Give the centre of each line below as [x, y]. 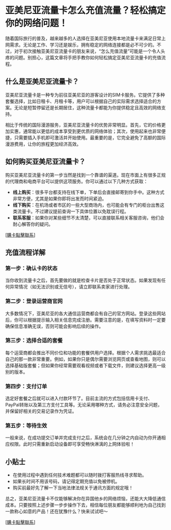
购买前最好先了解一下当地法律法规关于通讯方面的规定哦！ [73, 488]
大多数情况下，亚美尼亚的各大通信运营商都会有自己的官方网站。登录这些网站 [85, 313]
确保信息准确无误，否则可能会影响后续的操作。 [54, 326]
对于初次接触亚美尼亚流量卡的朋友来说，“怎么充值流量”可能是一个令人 [88, 51]
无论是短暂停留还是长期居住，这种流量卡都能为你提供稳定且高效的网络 [88, 107]
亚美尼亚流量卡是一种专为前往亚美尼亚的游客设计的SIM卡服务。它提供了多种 [85, 94]
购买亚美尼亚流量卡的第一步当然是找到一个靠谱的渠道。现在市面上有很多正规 [85, 175]
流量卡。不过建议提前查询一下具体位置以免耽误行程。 [73, 211]
